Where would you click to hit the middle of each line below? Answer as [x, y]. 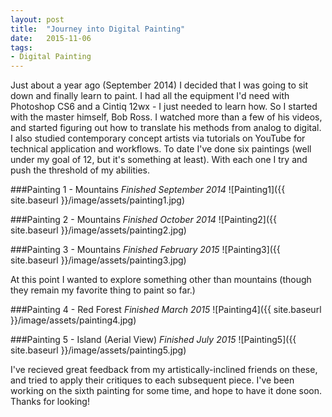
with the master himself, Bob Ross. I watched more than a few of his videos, [166, 117]
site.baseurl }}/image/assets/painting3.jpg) [98, 260]
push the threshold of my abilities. [80, 170]
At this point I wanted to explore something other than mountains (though [161, 280]
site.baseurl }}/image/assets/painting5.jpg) [98, 350]
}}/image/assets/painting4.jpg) [73, 320]
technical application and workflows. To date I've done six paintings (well [161, 149]
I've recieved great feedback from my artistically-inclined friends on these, [164, 370]
